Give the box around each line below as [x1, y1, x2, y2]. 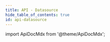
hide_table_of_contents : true [5, 12, 70, 17]
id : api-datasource [5, 17, 47, 22]
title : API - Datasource [5, 7, 58, 13]
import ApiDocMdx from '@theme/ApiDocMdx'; [5, 31, 105, 37]
